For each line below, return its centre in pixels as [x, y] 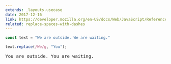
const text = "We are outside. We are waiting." [58, 38]
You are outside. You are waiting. [50, 56]
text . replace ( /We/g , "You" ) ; [36, 47]
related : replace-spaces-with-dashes [45, 24]
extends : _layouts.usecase [34, 10]
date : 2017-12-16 [24, 15]
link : [11, 19]
